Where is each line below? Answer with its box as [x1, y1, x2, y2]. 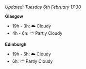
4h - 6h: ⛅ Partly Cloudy [12, 30, 63, 36]
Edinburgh [5, 41, 27, 47]
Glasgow [5, 14, 23, 19]
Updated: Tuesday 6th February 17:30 [5, 4, 81, 10]
